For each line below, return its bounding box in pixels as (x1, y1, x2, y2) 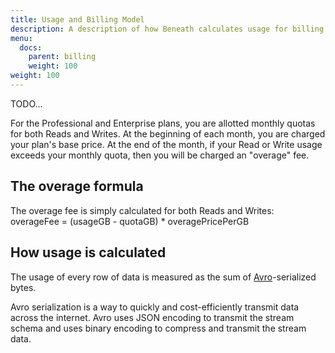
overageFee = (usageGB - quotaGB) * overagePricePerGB (10, 215, 250, 227)
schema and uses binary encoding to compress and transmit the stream (10, 322, 307, 334)
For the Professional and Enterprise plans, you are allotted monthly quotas (10, 117, 316, 129)
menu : (10, 33, 33, 43)
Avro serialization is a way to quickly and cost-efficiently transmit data (10, 301, 300, 313)
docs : (19, 42, 43, 53)
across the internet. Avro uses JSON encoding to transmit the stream (10, 311, 295, 323)
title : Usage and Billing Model (10, 14, 145, 25)
